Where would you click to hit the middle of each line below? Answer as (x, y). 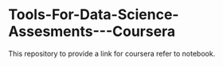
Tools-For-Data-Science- (94, 15)
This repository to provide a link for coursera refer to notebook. (112, 53)
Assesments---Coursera (92, 31)
